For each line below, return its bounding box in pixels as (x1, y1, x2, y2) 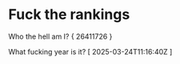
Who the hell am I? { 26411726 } (8, 32, 113, 41)
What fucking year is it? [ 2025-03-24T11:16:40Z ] (8, 47, 173, 56)
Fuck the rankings (8, 6, 130, 24)
